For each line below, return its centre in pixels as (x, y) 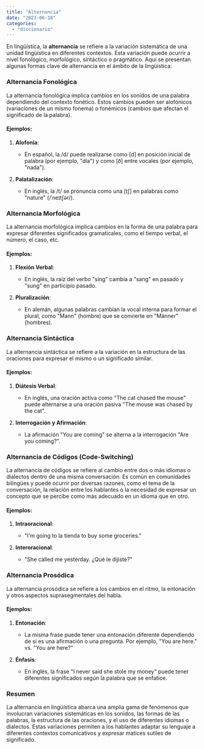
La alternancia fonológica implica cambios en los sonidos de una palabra (98, 95)
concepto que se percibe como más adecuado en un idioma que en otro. (98, 496)
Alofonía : (27, 142)
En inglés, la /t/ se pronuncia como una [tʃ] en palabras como (101, 191)
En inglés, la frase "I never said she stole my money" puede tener (107, 671)
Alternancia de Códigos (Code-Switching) (70, 457)
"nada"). (35, 167)
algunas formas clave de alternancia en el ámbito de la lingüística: (89, 66)
